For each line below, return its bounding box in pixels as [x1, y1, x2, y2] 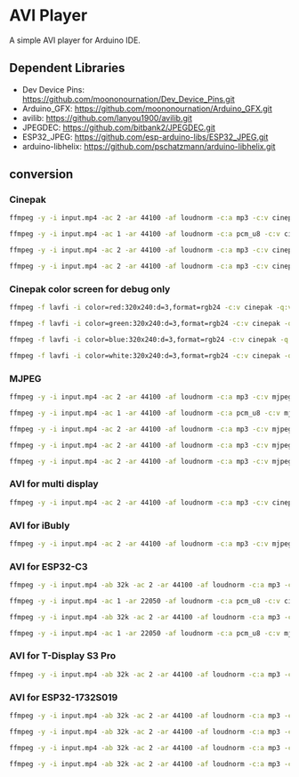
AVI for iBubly [9, 519, 70, 531]
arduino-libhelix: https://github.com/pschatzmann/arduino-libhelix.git [21, 141, 276, 151]
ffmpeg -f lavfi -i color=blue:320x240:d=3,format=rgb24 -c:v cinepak [9, 335, 277, 344]
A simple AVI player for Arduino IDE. [9, 35, 141, 45]
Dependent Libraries [9, 61, 125, 76]
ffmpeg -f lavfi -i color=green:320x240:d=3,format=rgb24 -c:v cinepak [9, 320, 280, 328]
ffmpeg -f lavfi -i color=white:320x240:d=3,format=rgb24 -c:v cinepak [9, 351, 280, 360]
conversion [9, 166, 74, 182]
